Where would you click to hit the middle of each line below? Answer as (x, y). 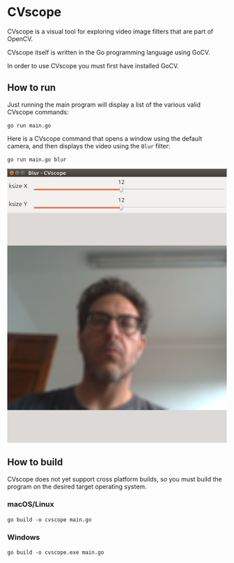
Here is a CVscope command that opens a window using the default (105, 138)
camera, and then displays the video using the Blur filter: (89, 146)
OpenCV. (20, 38)
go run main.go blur (37, 160)
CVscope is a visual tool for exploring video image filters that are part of (110, 31)
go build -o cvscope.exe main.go (56, 553)
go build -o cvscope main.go (49, 520)
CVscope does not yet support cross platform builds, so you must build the (115, 479)
